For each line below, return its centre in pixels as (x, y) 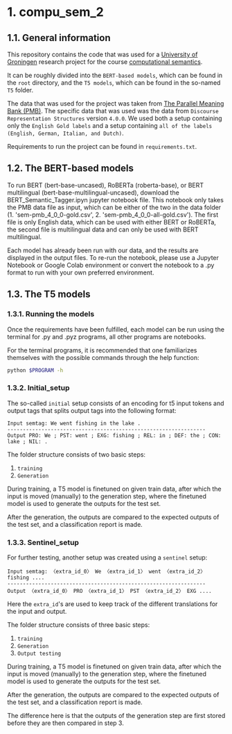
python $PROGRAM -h (35, 370)
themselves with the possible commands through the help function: (103, 357)
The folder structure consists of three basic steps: (79, 625)
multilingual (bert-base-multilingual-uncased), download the (93, 193)
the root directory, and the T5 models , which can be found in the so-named (114, 83)
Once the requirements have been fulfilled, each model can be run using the (116, 329)
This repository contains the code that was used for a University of (102, 54)
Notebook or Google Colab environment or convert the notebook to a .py (111, 265)
